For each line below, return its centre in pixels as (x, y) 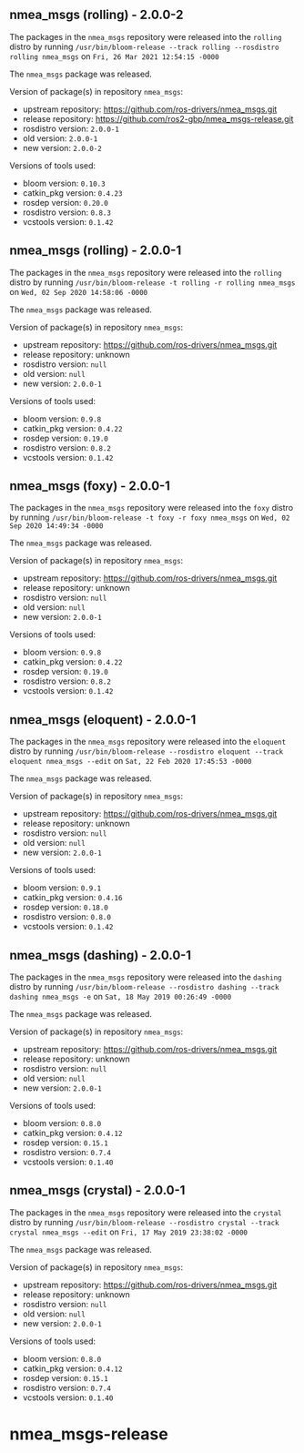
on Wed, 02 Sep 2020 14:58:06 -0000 (79, 291)
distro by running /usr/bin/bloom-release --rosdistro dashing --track (144, 987)
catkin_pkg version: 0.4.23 (72, 193)
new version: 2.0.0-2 (62, 147)
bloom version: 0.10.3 (64, 183)
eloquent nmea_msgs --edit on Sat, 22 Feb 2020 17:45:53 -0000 (131, 761)
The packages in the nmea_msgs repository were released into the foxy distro (152, 508)
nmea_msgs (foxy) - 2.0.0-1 (90, 486)
